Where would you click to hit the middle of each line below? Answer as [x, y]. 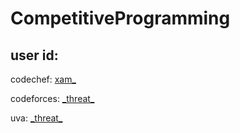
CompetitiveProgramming [120, 18]
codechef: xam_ [43, 79]
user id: [34, 55]
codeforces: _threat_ [52, 98]
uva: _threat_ [36, 118]
